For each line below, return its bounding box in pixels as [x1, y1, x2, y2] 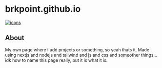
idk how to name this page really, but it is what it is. [5, 57, 108, 63]
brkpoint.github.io [5, 3, 81, 15]
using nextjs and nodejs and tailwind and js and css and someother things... [5, 52, 158, 58]
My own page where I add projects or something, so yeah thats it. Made [5, 46, 150, 52]
